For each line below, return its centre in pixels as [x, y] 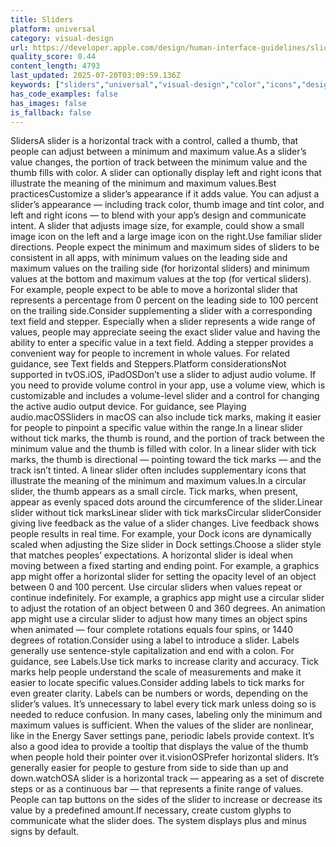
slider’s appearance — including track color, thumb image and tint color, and [167, 205]
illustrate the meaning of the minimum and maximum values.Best [143, 183]
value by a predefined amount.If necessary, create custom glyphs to [151, 810]
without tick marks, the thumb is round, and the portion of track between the [168, 438]
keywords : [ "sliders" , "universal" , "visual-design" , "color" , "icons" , [156, 85]
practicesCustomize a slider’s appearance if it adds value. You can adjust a [165, 194]
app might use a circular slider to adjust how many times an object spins [159, 619]
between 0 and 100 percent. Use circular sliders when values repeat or [156, 587]
